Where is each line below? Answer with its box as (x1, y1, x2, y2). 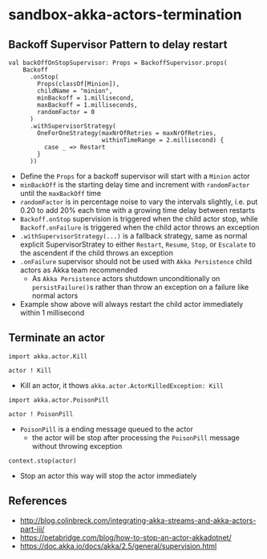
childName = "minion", (37, 87, 113, 95)
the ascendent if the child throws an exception (19, 248, 174, 258)
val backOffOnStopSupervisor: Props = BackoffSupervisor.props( (8, 59, 228, 67)
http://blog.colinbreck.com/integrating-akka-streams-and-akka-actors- (19, 516, 257, 525)
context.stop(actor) (8, 456, 78, 465)
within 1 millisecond (19, 308, 85, 317)
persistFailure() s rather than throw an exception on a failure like (31, 283, 249, 292)
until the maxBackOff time (19, 189, 102, 198)
